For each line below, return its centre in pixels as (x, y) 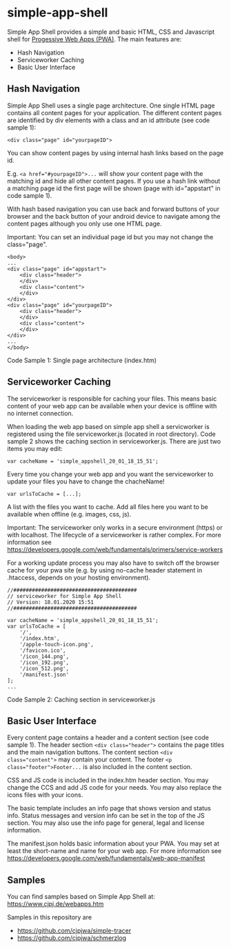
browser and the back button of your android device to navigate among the (114, 216)
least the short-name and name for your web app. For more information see (114, 851)
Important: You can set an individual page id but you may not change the (110, 237)
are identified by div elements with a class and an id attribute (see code (109, 120)
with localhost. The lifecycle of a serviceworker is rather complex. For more (114, 535)
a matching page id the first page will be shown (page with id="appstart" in (114, 188)
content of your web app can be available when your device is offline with (112, 406)
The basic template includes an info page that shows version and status (109, 808)
